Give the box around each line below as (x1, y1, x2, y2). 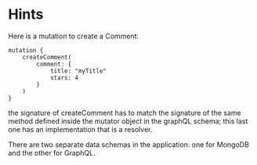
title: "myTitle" (49, 66, 107, 75)
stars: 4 (49, 74, 79, 81)
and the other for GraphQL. (8, 148, 96, 157)
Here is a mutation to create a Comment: (8, 31, 139, 41)
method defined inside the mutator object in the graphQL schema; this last (8, 116, 248, 126)
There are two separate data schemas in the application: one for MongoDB (8, 139, 249, 149)
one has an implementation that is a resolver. (8, 124, 153, 134)
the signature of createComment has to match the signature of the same (8, 108, 241, 117)
